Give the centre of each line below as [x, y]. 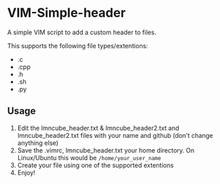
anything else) [38, 143]
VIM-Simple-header [66, 13]
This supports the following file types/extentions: [78, 45]
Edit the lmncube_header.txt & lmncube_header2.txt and [98, 128]
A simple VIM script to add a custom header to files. [82, 32]
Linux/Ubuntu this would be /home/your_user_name [89, 157]
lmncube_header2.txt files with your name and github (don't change [115, 135]
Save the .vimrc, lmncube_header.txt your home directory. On [106, 150]
